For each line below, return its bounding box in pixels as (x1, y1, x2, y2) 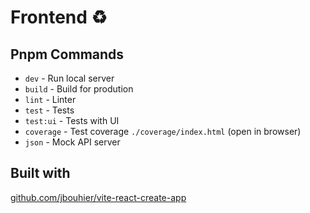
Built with (10, 165, 71, 182)
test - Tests (24, 104, 75, 116)
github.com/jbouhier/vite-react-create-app (10, 191, 187, 203)
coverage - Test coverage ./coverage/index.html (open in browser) (24, 126, 302, 137)
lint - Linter (24, 94, 77, 105)
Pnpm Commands (10, 46, 125, 63)
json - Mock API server (24, 136, 121, 148)
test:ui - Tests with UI (24, 115, 120, 126)
